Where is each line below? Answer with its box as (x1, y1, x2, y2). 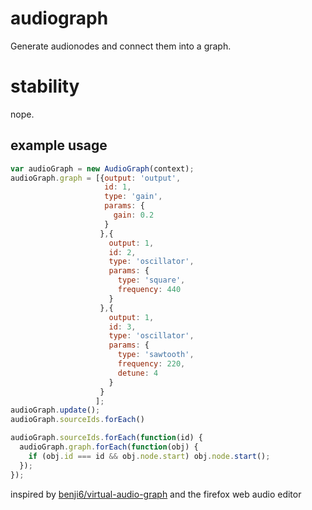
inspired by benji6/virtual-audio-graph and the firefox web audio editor (10, 488, 302, 500)
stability (10, 75, 80, 98)
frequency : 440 (117, 285, 182, 295)
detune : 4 (117, 368, 159, 378)
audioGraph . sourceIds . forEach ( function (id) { (10, 433, 203, 443)
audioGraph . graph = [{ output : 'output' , (10, 173, 182, 183)
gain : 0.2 (113, 210, 155, 221)
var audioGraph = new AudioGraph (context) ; (10, 163, 195, 174)
